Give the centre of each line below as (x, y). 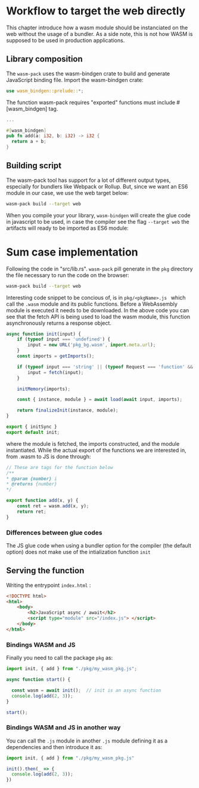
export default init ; (33, 432)
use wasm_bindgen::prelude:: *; (45, 91)
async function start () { (38, 680)
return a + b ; (29, 142)
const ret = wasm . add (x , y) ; (53, 506)
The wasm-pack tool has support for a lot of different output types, (88, 180)
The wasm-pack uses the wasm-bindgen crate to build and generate (88, 74)
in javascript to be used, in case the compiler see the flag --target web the (98, 221)
